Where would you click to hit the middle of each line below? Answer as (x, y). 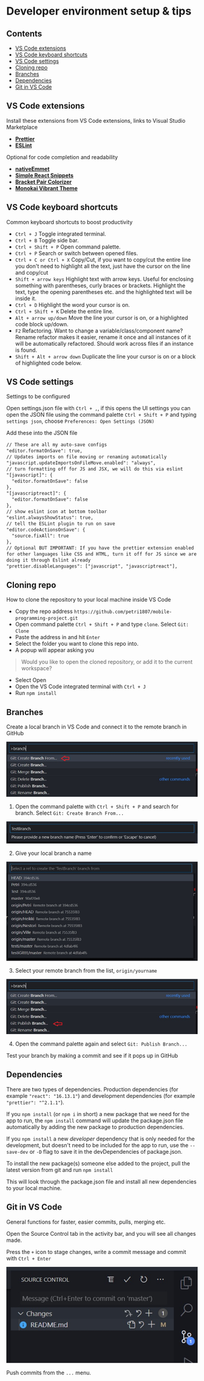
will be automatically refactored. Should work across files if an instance (104, 343)
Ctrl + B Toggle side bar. (47, 240)
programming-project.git (46, 619)
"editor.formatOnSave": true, (45, 451)
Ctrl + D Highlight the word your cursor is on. (73, 304)
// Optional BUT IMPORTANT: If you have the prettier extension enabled (100, 548)
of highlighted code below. (48, 363)
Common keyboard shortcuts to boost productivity (70, 222)
